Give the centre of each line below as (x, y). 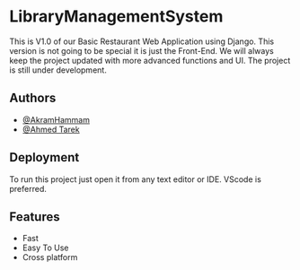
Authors (33, 98)
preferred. (28, 188)
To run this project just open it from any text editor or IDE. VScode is (136, 179)
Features (35, 217)
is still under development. (58, 70)
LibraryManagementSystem (116, 17)
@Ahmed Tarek (51, 129)
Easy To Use (45, 248)
